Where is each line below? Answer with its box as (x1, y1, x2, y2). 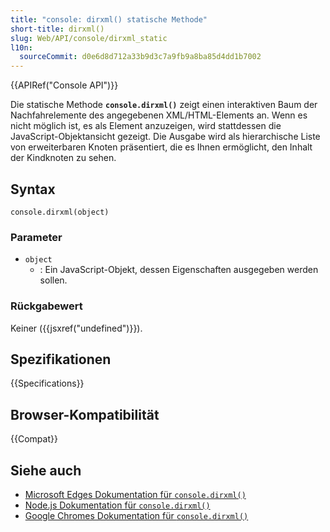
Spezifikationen (10, 351, 112, 368)
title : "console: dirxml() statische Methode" (10, 14, 208, 25)
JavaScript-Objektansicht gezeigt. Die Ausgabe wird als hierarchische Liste (10, 131, 321, 143)
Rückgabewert (10, 299, 83, 313)
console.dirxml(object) (10, 207, 110, 217)
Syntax (10, 181, 56, 198)
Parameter (10, 230, 63, 244)
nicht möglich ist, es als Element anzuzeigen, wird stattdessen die (10, 120, 282, 132)
